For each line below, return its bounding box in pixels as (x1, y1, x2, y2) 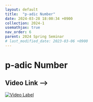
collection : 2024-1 (5, 20, 45, 26)
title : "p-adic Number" (5, 12, 56, 17)
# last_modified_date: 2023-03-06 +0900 (5, 39, 89, 44)
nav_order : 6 (5, 30, 32, 34)
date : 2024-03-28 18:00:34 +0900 (5, 16, 73, 21)
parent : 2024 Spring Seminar (5, 34, 64, 39)
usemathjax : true (5, 25, 40, 30)
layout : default (5, 7, 38, 12)
